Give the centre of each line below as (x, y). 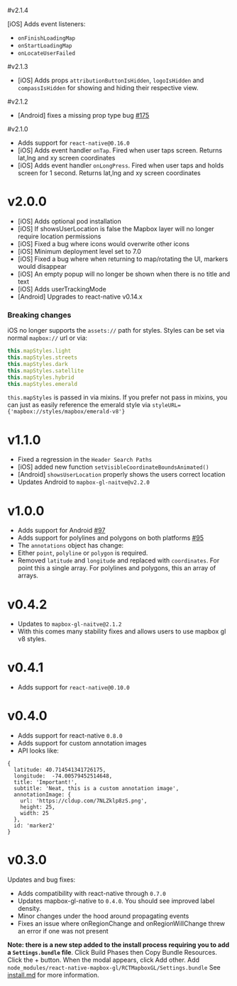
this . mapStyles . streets (43, 358)
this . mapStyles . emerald (43, 384)
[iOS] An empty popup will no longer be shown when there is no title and (124, 274)
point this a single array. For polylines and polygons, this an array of (117, 568)
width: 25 (35, 814)
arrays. (28, 576)
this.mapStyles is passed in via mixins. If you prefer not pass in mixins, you (117, 397)
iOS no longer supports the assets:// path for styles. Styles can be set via (116, 331)
